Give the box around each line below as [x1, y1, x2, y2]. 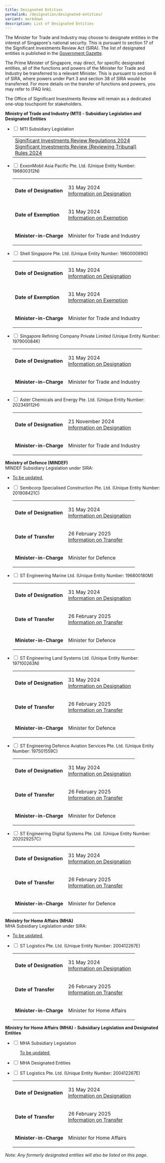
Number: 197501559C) [12, 748, 58, 754]
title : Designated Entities [5, 7, 63, 12]
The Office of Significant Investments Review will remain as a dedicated [5, 96, 151, 102]
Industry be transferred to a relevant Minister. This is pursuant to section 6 [5, 70, 157, 77]
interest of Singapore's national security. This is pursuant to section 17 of [5, 40, 154, 46]
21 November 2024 [68, 418, 115, 425]
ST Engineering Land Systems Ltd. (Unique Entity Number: [19, 655, 139, 661]
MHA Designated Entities [19, 1060, 71, 1066]
